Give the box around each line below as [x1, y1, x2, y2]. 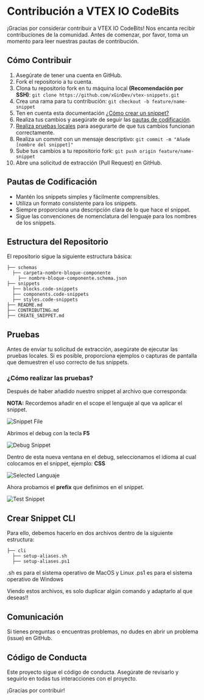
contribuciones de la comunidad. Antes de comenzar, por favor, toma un [7, 31, 189, 38]
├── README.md [7, 302, 43, 308]
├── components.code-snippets [12, 292, 89, 298]
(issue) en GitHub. [7, 635, 52, 642]
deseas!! [7, 594, 29, 602]
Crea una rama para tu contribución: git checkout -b [15, 97, 150, 105]
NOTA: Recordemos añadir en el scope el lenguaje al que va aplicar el [7, 399, 183, 407]
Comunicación [7, 611, 64, 622]
